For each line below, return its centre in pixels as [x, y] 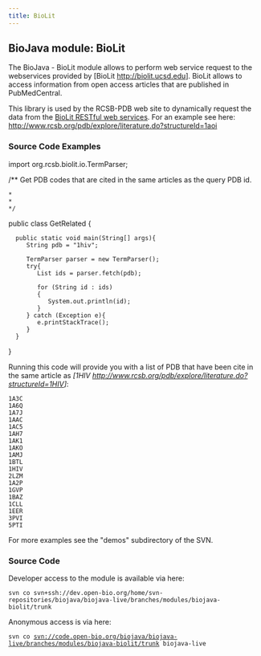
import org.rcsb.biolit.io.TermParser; [68, 164]
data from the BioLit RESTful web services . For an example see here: [122, 117]
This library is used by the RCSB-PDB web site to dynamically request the [130, 108]
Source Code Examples [55, 147]
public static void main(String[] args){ [86, 238]
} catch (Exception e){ [66, 315]
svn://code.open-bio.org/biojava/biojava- [106, 637]
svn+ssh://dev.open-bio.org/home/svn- [98, 593]
